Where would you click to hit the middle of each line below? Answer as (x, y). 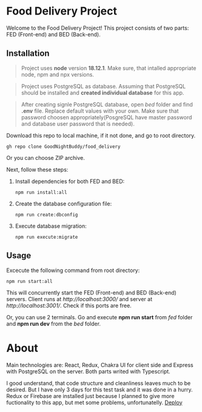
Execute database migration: (51, 226)
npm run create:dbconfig (46, 214)
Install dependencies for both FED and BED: (70, 181)
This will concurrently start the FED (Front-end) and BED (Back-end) (92, 293)
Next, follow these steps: (37, 169)
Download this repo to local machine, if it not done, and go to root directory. (101, 135)
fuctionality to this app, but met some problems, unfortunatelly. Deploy (95, 402)
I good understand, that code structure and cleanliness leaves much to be (99, 383)
